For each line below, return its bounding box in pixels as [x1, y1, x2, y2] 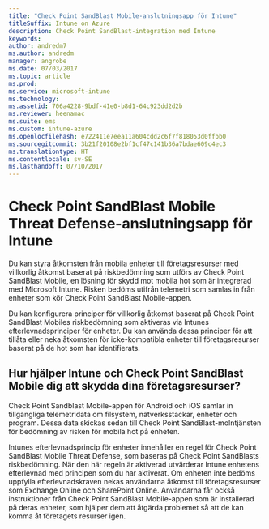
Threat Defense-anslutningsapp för [8, 215, 253, 233]
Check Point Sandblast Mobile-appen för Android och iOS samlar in [8, 400, 233, 410]
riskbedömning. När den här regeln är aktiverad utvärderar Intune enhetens [8, 459, 260, 469]
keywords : [8, 34, 42, 43]
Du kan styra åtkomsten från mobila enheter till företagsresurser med [8, 258, 239, 268]
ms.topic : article [8, 72, 70, 80]
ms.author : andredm [8, 49, 75, 58]
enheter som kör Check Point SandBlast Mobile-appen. [8, 293, 192, 303]
